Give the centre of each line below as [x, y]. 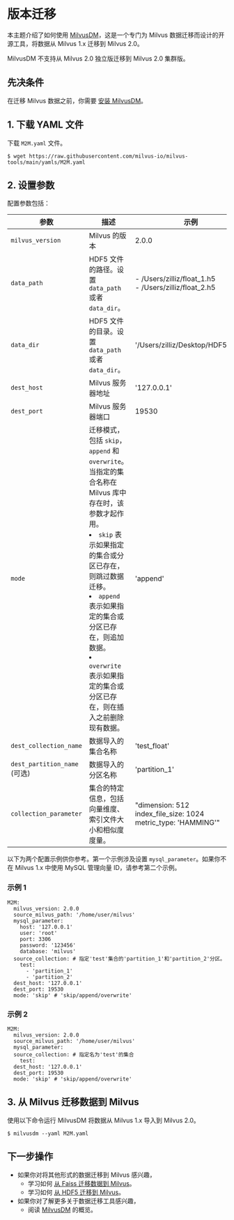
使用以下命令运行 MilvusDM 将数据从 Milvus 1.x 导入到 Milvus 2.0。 [103, 1120]
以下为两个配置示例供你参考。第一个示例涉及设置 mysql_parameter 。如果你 [114, 859]
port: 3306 [36, 939]
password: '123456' [48, 945]
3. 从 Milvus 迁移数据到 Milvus [73, 1102]
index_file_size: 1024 [170, 814]
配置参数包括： [29, 204]
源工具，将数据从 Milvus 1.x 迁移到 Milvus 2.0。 [76, 43]
